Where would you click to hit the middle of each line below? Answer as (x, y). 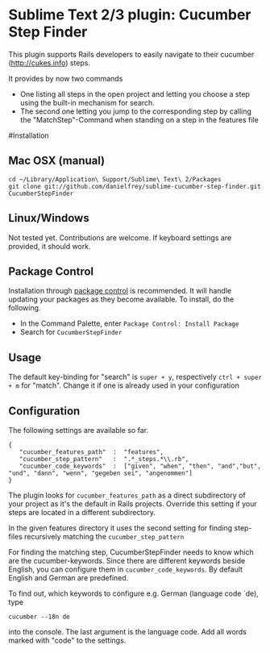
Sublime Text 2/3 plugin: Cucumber (130, 15)
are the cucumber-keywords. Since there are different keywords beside (127, 561)
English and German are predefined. (69, 578)
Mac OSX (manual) (57, 161)
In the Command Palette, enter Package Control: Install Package (129, 323)
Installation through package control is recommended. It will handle (120, 291)
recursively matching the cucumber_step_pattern (104, 537)
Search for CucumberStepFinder (71, 332)
